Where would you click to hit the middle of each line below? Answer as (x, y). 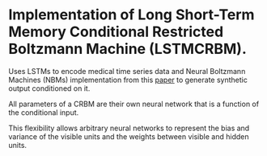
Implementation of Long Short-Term (131, 15)
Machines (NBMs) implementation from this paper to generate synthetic (128, 80)
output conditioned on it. (49, 88)
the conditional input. (44, 112)
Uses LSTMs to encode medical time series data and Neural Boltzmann (127, 71)
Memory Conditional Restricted (116, 32)
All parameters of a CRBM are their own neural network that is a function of (134, 104)
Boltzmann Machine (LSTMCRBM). (127, 49)
